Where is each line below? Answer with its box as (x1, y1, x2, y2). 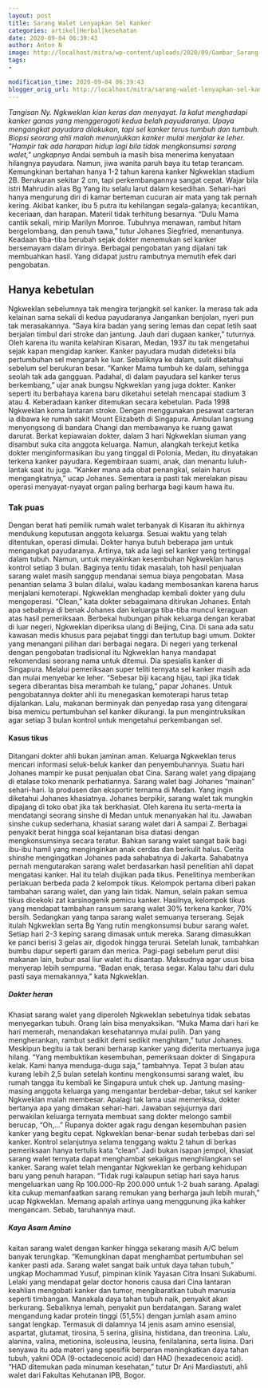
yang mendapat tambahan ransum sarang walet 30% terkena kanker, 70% (8, 903, 253, 913)
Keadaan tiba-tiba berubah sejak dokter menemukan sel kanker (8, 235, 217, 244)
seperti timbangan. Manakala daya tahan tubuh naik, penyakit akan (8, 1294, 229, 1303)
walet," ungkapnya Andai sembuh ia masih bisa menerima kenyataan (8, 149, 235, 160)
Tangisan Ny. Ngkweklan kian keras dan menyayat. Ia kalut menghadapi (8, 107, 248, 116)
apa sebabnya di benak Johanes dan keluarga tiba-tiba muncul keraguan (8, 605, 249, 614)
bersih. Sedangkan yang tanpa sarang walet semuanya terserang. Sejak (8, 912, 245, 921)
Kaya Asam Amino (8, 1223, 72, 1232)
